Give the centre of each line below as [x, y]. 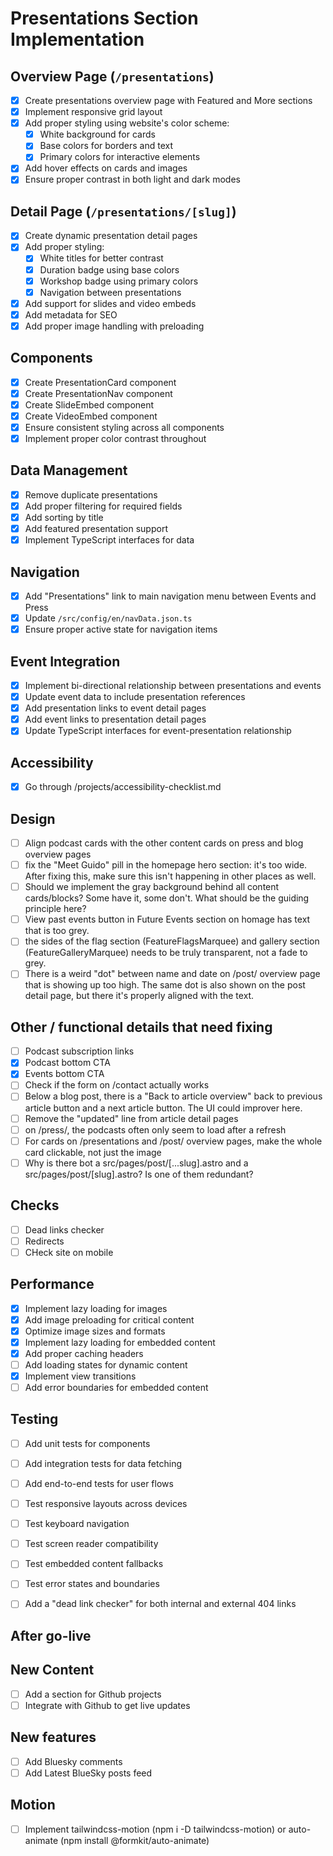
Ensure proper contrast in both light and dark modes [132, 179]
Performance [52, 1284]
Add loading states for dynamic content [106, 1364]
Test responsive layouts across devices [106, 1504]
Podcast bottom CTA [67, 1063]
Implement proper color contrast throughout [115, 438]
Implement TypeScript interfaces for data [109, 540]
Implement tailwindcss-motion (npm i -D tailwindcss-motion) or [155, 1829]
